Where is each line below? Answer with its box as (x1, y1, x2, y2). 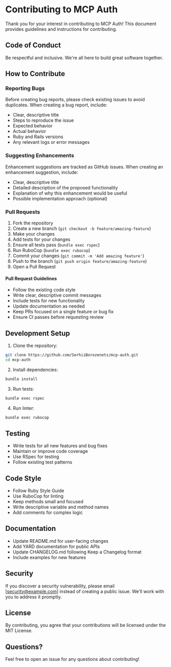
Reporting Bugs (5, 85, 45, 92)
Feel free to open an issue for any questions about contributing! (5, 656, 140, 662)
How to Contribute (5, 69, 66, 78)
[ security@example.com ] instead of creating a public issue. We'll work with (5, 588, 164, 594)
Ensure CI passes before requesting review (12, 314, 104, 320)
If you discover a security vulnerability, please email (5, 583, 115, 589)
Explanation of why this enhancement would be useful (12, 190, 127, 196)
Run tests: (12, 386, 34, 392)
